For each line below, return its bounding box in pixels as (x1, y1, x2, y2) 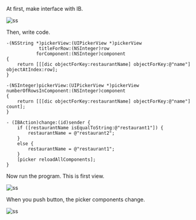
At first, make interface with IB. (6, 5, 83, 12)
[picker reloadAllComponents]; (17, 157, 96, 163)
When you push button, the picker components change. (6, 196, 145, 203)
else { (17, 141, 34, 147)
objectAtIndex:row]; (6, 66, 59, 73)
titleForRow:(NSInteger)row (38, 45, 110, 51)
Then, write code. (6, 28, 50, 36)
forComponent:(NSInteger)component (36, 51, 126, 57)
